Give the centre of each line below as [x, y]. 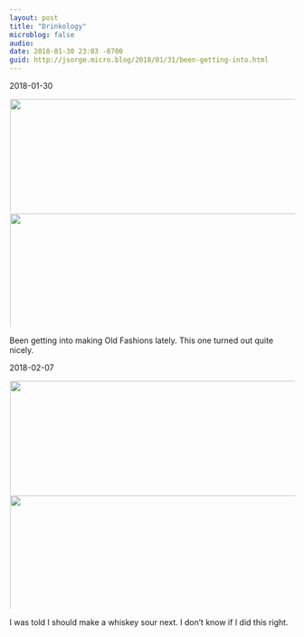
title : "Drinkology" [48, 26]
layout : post [34, 18]
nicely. [22, 350]
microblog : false [42, 34]
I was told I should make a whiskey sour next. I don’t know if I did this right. [149, 622]
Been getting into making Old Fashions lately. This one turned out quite [142, 340]
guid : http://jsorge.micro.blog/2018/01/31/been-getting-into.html [139, 60]
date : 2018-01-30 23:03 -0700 [66, 52]
